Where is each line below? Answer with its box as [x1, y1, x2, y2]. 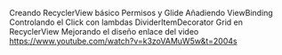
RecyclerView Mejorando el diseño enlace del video [9, 27, 199, 36]
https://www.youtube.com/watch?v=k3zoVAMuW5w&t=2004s [9, 35, 238, 46]
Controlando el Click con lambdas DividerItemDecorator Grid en [9, 17, 243, 27]
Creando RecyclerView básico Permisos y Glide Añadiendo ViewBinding [9, 8, 273, 18]
